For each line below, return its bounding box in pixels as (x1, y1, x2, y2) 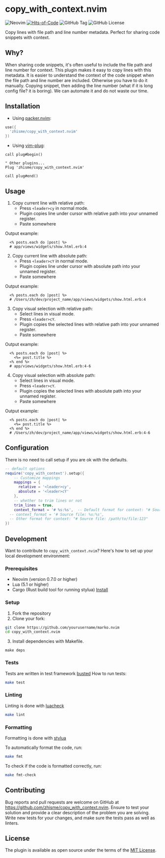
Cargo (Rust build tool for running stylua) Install (12, 587, 108, 593)
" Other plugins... (5, 161, 45, 166)
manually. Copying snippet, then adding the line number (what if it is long (5, 83, 153, 88)
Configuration (5, 444, 49, 452)
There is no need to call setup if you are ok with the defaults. (5, 457, 128, 462)
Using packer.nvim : (12, 115, 52, 121)
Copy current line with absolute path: (12, 253, 87, 258)
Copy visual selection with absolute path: (12, 372, 96, 378)
